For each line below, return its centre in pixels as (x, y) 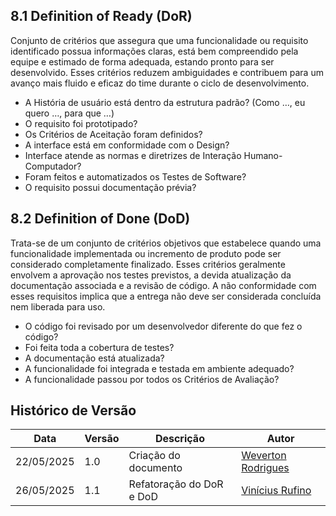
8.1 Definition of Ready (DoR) (101, 16)
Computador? (53, 166)
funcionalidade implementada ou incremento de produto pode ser (146, 253)
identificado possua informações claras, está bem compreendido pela (154, 51)
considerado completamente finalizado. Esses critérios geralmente (148, 264)
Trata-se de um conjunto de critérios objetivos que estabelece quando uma (166, 243)
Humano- (263, 155)
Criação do (154, 456)
